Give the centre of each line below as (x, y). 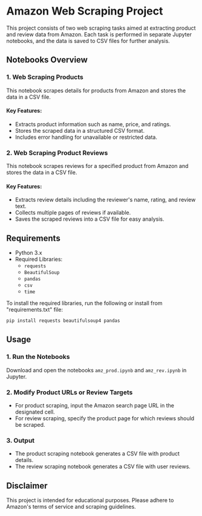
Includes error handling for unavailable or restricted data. (86, 137)
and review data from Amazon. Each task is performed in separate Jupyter (99, 34)
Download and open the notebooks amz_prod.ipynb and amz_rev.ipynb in (96, 370)
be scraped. (30, 425)
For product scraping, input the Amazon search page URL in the (94, 405)
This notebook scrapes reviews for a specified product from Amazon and (97, 166)
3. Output (21, 440)
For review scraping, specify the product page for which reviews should (105, 418)
